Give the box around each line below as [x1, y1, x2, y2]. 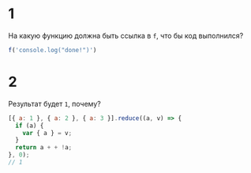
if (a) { [15, 122, 44, 130]
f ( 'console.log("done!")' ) [8, 46, 97, 54]
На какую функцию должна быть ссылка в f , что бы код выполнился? [8, 31, 244, 40]
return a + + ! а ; [15, 144, 73, 152]
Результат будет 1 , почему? [8, 99, 101, 108]
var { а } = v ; [22, 129, 73, 137]
